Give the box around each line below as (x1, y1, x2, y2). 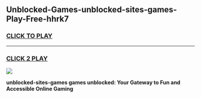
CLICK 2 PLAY (6, 54, 48, 62)
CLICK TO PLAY (6, 32, 53, 40)
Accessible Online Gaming (6, 85, 74, 92)
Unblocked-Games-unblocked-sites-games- (6, 5, 178, 15)
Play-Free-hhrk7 (6, 14, 69, 24)
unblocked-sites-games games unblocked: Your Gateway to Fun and (6, 78, 181, 86)
